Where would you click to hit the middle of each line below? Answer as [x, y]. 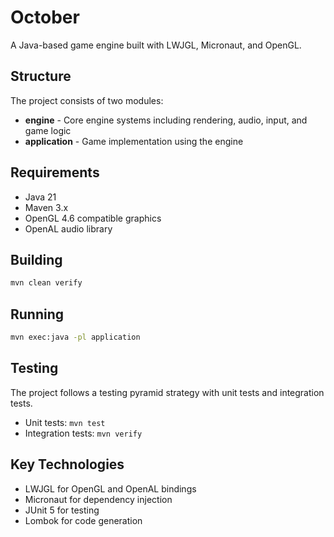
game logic [48, 130]
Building [36, 259]
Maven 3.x [46, 207]
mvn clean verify [46, 283]
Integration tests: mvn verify [83, 433]
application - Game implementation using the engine [134, 141]
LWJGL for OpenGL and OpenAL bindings [110, 488]
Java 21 [40, 197]
